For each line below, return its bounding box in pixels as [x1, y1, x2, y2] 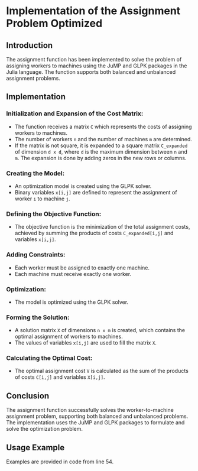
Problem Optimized [6, 17, 103, 30]
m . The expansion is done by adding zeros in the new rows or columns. [14, 154, 187, 161]
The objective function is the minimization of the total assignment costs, [14, 223, 190, 230]
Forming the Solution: [6, 313, 70, 321]
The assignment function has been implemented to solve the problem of [6, 56, 182, 63]
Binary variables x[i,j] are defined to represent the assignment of [14, 189, 177, 196]
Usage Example [6, 442, 65, 453]
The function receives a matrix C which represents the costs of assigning [14, 123, 192, 130]
